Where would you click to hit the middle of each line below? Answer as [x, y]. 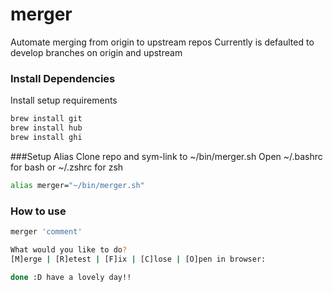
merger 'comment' [46, 232]
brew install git [46, 119]
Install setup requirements [64, 100]
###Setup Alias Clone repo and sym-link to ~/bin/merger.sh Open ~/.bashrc [166, 156]
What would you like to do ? [69, 249]
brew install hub [46, 128]
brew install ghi [46, 137]
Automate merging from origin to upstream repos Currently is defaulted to [162, 42]
